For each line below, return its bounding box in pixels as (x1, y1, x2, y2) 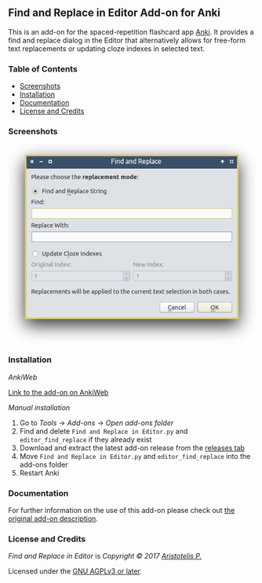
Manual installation (8, 402, 71, 412)
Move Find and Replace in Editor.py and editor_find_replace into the (19, 451, 251, 460)
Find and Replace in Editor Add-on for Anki (8, 6, 221, 20)
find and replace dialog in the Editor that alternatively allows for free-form (8, 35, 246, 45)
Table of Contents (8, 63, 78, 74)
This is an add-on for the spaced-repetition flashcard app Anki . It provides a (8, 27, 254, 36)
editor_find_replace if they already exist (19, 434, 152, 444)
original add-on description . (8, 514, 98, 523)
